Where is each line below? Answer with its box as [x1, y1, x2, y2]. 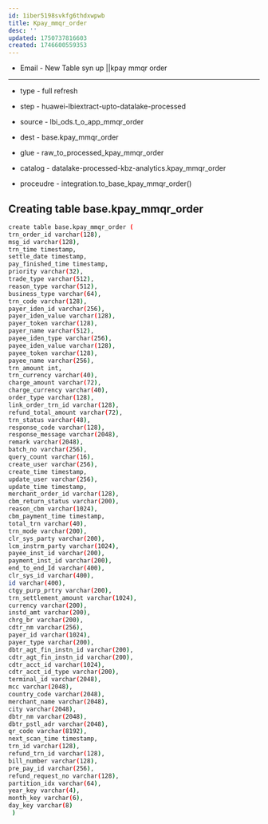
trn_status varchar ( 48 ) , [8, 416, 91, 424]
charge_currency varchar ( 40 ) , [8, 386, 109, 395]
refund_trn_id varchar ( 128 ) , [8, 750, 105, 758]
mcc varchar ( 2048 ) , [8, 683, 73, 691]
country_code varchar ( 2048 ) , [8, 691, 105, 699]
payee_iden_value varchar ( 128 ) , [8, 341, 116, 349]
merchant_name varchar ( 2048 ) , [8, 697, 109, 706]
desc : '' [8, 26, 37, 34]
